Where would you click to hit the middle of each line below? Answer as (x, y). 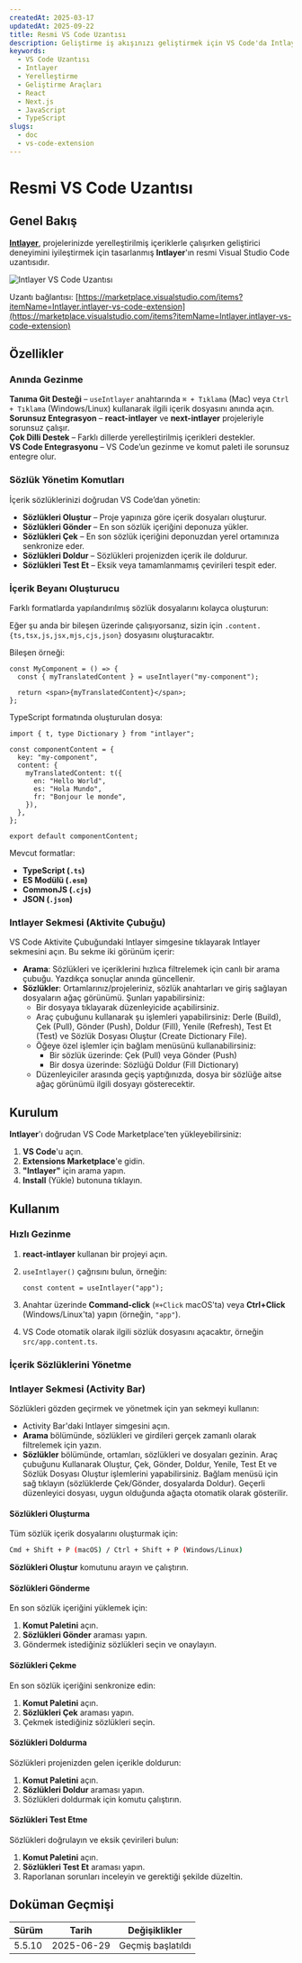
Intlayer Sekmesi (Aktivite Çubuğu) (88, 922)
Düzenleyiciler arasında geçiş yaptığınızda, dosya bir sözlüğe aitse (159, 1074)
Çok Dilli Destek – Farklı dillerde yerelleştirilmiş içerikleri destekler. (133, 437)
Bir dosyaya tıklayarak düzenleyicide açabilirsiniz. (128, 1008)
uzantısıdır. (30, 261)
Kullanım (35, 1209)
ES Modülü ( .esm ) (55, 881)
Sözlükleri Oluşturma (49, 1513)
